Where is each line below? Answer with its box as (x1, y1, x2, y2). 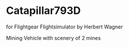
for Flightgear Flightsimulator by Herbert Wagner (6, 23, 123, 30)
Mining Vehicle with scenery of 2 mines (6, 34, 101, 41)
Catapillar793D (6, 4, 81, 17)
